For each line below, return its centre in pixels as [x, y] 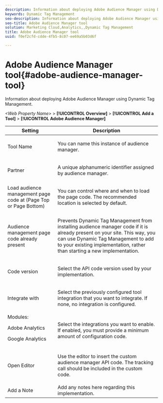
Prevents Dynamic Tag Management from [105, 220]
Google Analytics [27, 339]
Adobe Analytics [26, 328]
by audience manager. [83, 173]
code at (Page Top [29, 200]
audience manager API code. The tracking [106, 362]
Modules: [18, 317]
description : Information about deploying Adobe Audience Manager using [80, 9]
